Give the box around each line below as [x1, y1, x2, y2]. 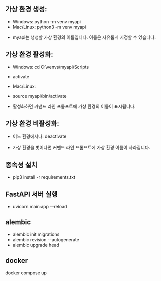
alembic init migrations [12, 231, 60, 237]
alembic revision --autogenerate [12, 236, 79, 242]
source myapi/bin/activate [12, 93, 67, 99]
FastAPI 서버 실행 [5, 190, 58, 198]
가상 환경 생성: [5, 5, 47, 14]
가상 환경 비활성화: [5, 119, 59, 128]
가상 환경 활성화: [5, 50, 54, 59]
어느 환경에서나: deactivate [12, 133, 67, 139]
